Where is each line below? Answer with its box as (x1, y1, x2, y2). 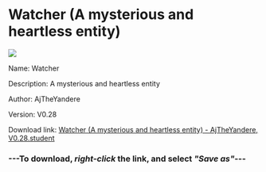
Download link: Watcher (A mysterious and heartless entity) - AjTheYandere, (8, 124, 259, 134)
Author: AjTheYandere (8, 94, 81, 104)
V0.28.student (8, 133, 55, 143)
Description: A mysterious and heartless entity (8, 78, 161, 88)
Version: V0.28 (8, 109, 57, 119)
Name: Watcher (8, 63, 60, 73)
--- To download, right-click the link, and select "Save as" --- (8, 153, 247, 164)
